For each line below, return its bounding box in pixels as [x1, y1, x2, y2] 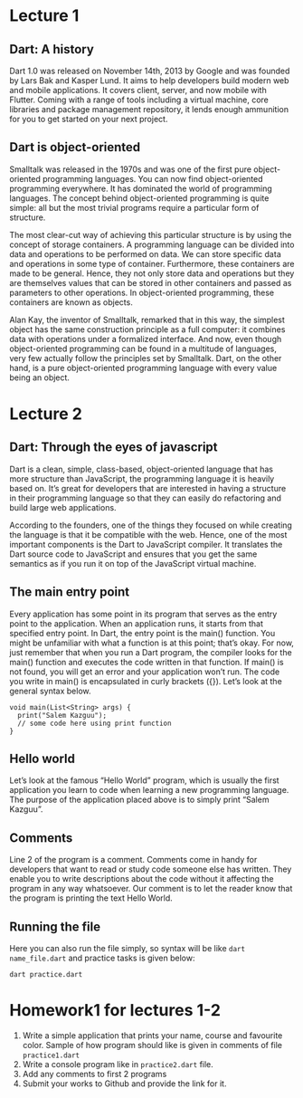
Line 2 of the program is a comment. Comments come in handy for [9, 855, 258, 865]
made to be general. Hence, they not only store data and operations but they [9, 268, 295, 279]
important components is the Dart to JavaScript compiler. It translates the [9, 539, 283, 549]
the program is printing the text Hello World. [9, 893, 174, 903]
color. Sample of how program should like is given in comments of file [22, 1040, 283, 1050]
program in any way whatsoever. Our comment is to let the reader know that [9, 883, 293, 894]
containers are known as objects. [9, 296, 133, 308]
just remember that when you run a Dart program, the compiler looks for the [9, 646, 292, 657]
